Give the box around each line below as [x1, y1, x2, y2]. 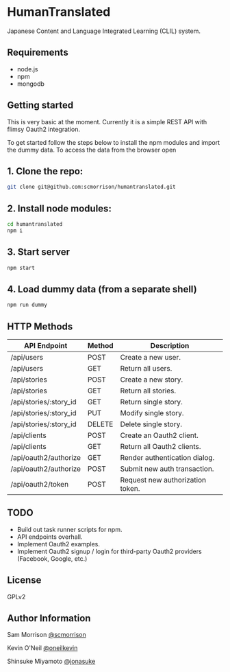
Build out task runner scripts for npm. [16, 525, 123, 533]
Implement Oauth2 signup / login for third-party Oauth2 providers [16, 547, 202, 555]
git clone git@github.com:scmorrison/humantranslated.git [7, 183, 176, 191]
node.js [16, 65, 39, 73]
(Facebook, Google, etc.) [16, 554, 88, 563]
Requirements [7, 47, 68, 58]
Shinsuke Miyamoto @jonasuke [7, 657, 96, 666]
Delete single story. [120, 419, 183, 429]
